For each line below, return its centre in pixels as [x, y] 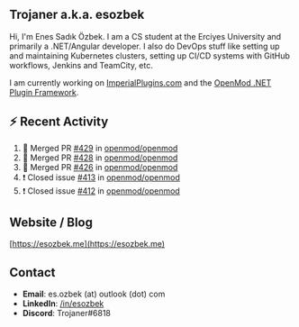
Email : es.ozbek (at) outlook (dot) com [94, 294]
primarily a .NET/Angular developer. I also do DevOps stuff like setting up [145, 46]
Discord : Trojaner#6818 [66, 313]
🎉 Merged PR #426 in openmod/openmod [100, 167]
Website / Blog [51, 223]
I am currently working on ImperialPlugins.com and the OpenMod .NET [140, 82]
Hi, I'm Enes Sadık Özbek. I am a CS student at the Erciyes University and [145, 36]
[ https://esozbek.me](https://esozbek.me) [87, 244]
